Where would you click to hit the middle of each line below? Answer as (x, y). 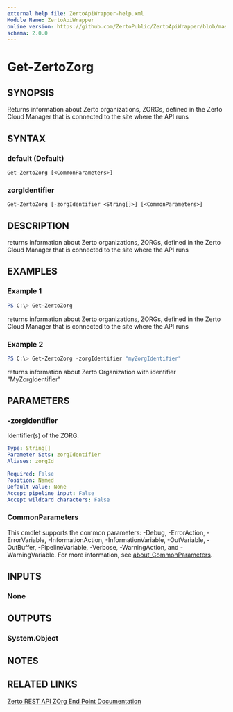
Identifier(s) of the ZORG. (43, 436)
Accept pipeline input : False (51, 493)
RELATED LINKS (42, 685)
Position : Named (31, 480)
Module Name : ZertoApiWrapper (51, 20)
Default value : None (37, 487)
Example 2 (25, 344)
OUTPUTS (29, 619)
